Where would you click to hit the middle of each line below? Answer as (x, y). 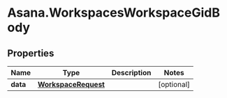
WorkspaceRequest (71, 84)
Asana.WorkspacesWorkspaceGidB (113, 13)
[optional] (174, 84)
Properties (31, 53)
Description (131, 73)
